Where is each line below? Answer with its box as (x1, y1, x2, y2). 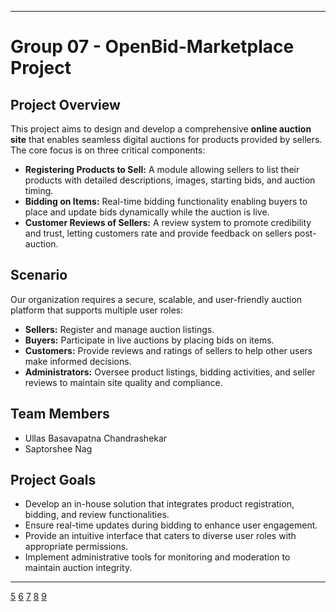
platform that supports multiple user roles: (10, 304, 184, 316)
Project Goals (10, 472, 97, 489)
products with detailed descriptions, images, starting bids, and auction (24, 174, 316, 186)
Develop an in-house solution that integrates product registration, (24, 498, 295, 510)
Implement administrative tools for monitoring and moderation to (24, 551, 291, 563)
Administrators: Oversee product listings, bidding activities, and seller (24, 366, 316, 378)
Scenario (10, 267, 68, 284)
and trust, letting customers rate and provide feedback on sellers (24, 227, 293, 239)
